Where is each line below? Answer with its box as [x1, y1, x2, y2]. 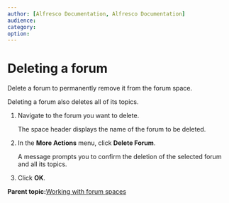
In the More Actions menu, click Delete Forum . [17, 139, 156, 147]
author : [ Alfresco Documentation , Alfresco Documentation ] [7, 10, 186, 18]
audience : [7, 17, 37, 24]
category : [7, 23, 37, 30]
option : [7, 30, 30, 37]
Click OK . [17, 174, 46, 182]
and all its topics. [17, 160, 67, 168]
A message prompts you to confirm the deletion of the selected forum [17, 153, 222, 161]
